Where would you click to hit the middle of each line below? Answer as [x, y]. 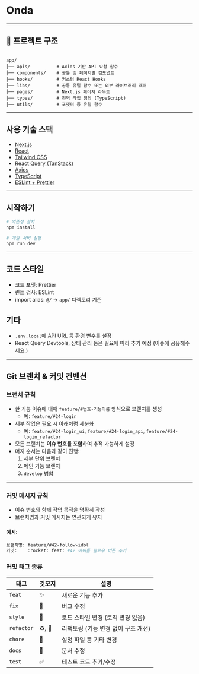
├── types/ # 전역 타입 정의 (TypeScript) [66, 98]
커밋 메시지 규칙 [27, 496]
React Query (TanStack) [44, 163]
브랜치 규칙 [21, 394]
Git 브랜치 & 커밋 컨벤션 [46, 376]
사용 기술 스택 [30, 130]
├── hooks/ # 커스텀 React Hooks [56, 79]
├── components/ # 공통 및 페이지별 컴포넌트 [60, 73]
